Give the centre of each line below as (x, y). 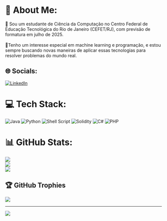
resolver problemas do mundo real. (41, 55)
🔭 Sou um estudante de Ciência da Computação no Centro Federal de (77, 24)
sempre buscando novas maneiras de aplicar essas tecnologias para (75, 50)
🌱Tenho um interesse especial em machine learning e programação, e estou (83, 45)
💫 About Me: (31, 10)
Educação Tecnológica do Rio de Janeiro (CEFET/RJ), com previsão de (78, 29)
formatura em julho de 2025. (34, 34)
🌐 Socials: (21, 71)
